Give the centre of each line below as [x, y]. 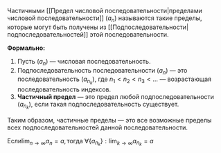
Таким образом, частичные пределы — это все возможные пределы [109, 120]
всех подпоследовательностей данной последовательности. [98, 127]
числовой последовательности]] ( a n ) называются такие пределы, [105, 19]
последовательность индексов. [64, 89]
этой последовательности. [129, 34]
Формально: [26, 48]
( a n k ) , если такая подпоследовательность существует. [98, 105]
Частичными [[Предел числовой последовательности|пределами [105, 11]
